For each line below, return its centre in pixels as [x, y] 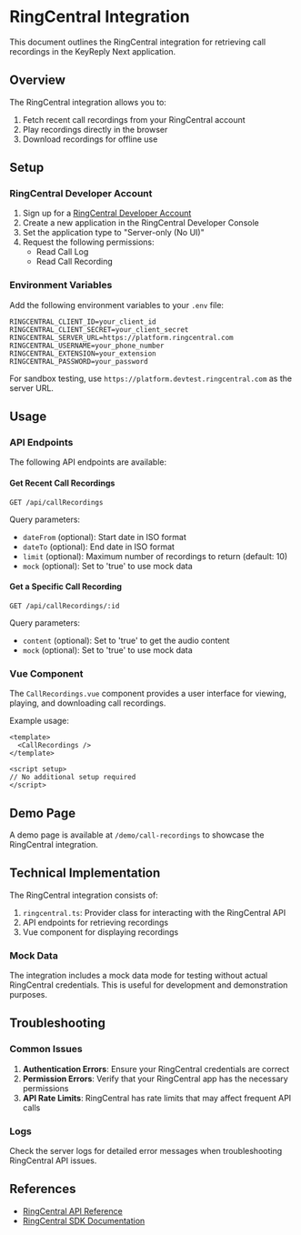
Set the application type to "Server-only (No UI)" [113, 233]
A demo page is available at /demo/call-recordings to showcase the [137, 835]
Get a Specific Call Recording [66, 587]
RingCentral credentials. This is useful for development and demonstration [149, 985]
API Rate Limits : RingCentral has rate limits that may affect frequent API [157, 1098]
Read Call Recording [75, 262]
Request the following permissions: [88, 242]
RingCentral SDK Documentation [84, 1220]
